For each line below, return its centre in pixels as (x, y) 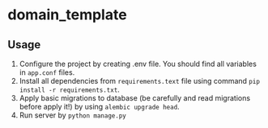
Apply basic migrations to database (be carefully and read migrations (135, 98)
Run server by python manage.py (72, 115)
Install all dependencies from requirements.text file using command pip (140, 81)
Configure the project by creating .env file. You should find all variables (138, 64)
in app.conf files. (47, 72)
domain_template (67, 15)
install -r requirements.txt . (70, 89)
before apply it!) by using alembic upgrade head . (99, 107)
